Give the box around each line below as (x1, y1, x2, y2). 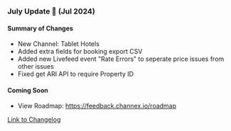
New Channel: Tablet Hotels (17, 40, 100, 48)
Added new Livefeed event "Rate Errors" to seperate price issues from (17, 55, 225, 63)
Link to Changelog (7, 115, 61, 124)
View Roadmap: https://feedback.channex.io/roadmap (17, 102, 176, 110)
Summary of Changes (7, 24, 73, 33)
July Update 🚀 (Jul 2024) (7, 6, 96, 16)
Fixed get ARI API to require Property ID (17, 70, 134, 79)
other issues (17, 62, 55, 71)
